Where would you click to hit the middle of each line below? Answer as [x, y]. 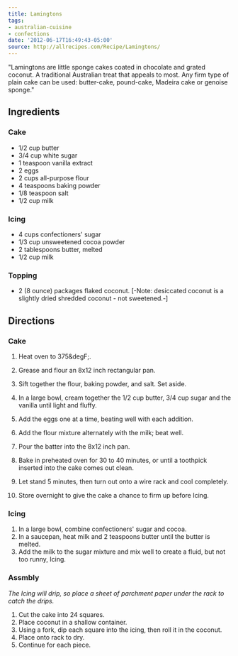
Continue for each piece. [55, 645]
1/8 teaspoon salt [44, 193]
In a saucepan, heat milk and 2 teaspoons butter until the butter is [114, 537]
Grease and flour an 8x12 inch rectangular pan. [87, 370]
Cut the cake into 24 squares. [61, 614]
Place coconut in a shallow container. [73, 622]
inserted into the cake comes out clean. [76, 468]
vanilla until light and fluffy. [58, 405]
